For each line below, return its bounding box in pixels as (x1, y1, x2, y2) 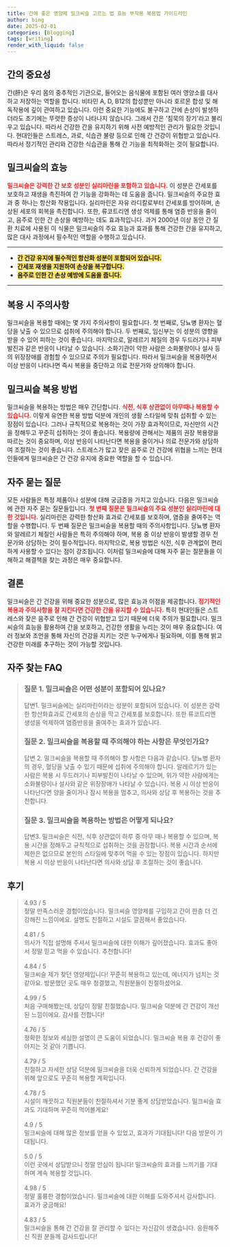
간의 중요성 (7, 69, 51, 81)
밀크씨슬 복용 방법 (7, 383, 78, 395)
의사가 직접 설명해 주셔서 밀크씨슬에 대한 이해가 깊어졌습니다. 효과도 (23, 938, 205, 946)
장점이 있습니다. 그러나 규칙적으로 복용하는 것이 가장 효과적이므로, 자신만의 (7, 420, 207, 428)
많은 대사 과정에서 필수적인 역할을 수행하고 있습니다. (7, 232, 146, 240)
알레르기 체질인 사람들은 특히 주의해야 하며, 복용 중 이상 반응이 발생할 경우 (14, 530, 212, 539)
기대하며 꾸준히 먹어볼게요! (36, 1105, 108, 1113)
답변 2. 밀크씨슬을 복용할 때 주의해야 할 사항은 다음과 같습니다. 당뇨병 (23, 754, 209, 762)
